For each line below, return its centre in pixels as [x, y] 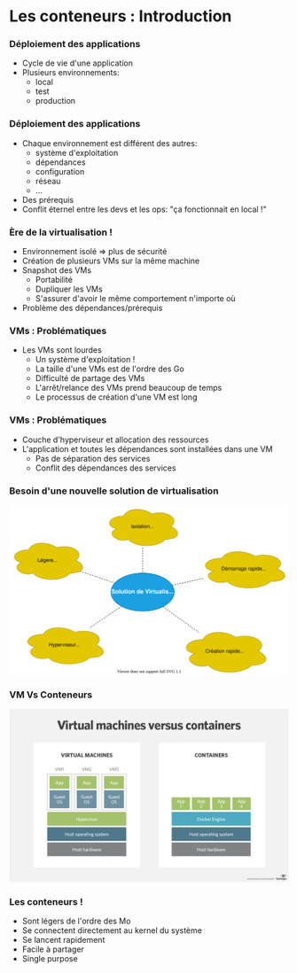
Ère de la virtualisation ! [61, 232]
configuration [60, 171]
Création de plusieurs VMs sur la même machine [111, 261]
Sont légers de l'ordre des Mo [76, 921]
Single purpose [50, 959]
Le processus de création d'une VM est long [116, 397]
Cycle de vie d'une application [77, 63]
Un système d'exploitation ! [85, 360]
